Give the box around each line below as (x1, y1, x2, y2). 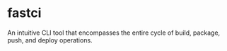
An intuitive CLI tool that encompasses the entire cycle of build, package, (7, 28, 221, 37)
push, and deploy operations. (7, 35, 93, 44)
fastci (7, 5, 42, 21)
